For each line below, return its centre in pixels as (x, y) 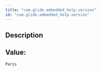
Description (24, 35)
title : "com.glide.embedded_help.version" (51, 10)
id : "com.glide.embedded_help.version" (47, 15)
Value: (16, 52)
